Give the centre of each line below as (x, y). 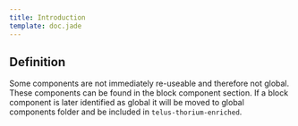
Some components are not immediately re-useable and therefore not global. (149, 84)
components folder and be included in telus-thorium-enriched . (126, 112)
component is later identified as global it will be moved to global (127, 103)
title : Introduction (48, 17)
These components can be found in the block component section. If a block (149, 93)
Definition (37, 62)
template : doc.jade (46, 26)
